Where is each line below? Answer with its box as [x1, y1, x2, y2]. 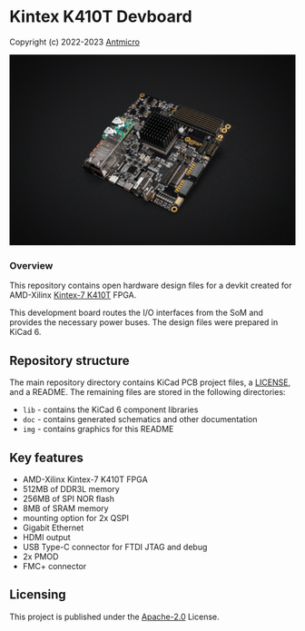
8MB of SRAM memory [22, 503, 109, 514]
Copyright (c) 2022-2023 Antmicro [9, 36, 141, 47]
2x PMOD [22, 551, 59, 562]
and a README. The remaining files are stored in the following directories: [9, 387, 286, 398]
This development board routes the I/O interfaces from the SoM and [9, 307, 263, 319]
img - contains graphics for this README [22, 424, 174, 435]
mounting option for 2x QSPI [22, 513, 130, 524]
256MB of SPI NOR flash [22, 493, 115, 505]
